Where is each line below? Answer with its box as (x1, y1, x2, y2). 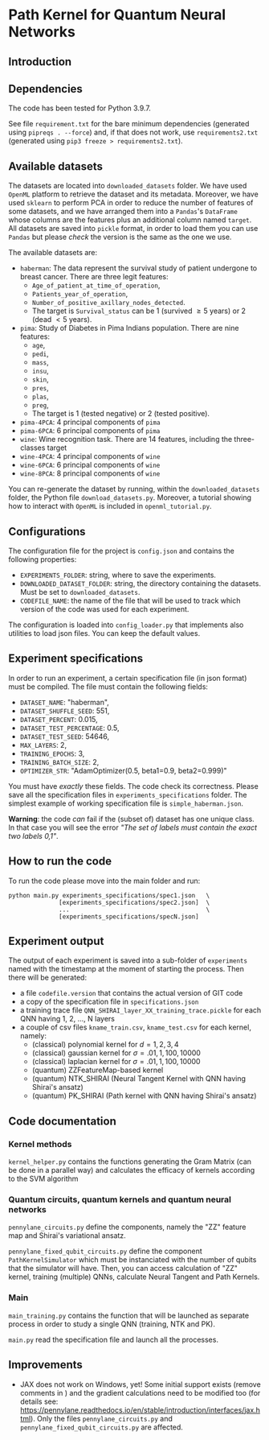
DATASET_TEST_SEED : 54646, (19, 731, 110, 741)
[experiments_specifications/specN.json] (59, 912, 199, 921)
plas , (31, 392, 50, 402)
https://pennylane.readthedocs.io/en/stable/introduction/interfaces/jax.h (19, 1405, 261, 1414)
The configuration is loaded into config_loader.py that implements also (8, 620, 244, 629)
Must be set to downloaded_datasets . (19, 588, 141, 597)
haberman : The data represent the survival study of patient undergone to (19, 263, 258, 273)
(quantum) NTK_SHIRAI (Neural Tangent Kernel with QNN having (31, 1074, 247, 1083)
